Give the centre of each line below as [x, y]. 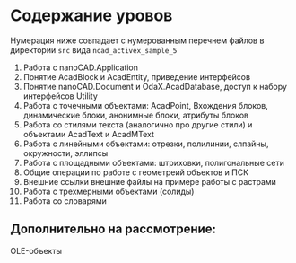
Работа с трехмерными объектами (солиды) [109, 191]
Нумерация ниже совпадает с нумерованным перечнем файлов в [137, 40]
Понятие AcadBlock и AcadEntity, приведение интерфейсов [136, 76]
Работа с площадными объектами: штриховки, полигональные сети [154, 162]
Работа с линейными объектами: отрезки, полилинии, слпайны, [146, 144]
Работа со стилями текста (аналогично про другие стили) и [138, 124]
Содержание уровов [91, 16]
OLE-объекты [36, 250]
